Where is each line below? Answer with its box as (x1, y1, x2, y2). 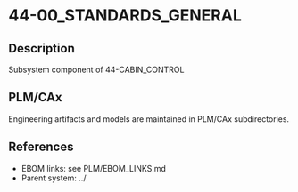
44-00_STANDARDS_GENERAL (8, 5, 242, 26)
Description (8, 41, 75, 56)
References (8, 140, 74, 155)
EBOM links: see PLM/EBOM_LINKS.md (21, 163, 167, 173)
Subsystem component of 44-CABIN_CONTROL (8, 64, 185, 75)
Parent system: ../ (21, 172, 87, 183)
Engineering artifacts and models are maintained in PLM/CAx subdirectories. (8, 113, 290, 124)
